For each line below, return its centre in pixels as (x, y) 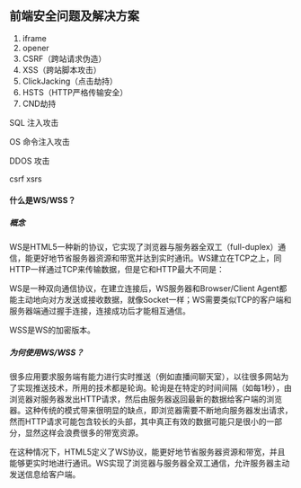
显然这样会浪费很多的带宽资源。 (84, 433)
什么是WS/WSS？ (43, 200)
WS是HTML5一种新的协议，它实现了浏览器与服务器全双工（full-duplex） (144, 247)
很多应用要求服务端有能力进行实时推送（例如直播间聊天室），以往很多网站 (145, 377)
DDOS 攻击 (30, 161)
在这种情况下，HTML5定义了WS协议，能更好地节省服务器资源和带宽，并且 (147, 452)
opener (35, 48)
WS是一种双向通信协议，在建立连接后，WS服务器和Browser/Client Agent (144, 288)
